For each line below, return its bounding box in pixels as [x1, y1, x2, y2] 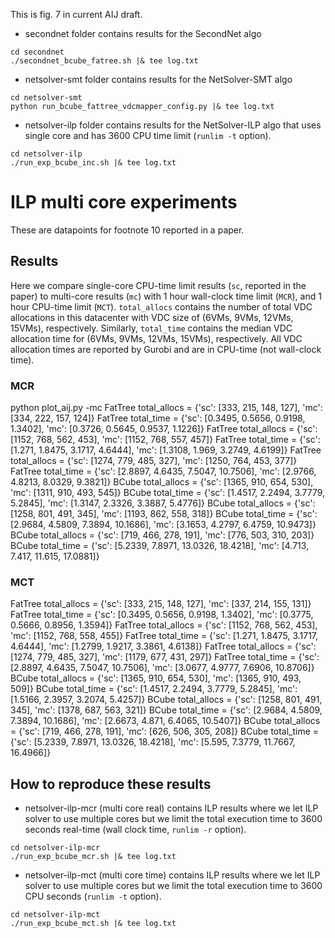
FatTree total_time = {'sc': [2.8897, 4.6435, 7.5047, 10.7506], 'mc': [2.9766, [10, 465, 317, 478]
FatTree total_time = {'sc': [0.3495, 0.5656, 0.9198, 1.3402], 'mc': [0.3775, [10, 609, 314, 621]
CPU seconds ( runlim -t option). [24, 890, 162, 903]
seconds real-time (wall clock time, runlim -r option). [24, 824, 247, 836]
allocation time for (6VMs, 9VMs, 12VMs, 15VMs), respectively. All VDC [10, 332, 303, 344]
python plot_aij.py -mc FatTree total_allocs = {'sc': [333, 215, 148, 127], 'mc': [10, 402, 323, 414]
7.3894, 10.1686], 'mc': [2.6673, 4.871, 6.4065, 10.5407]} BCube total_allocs [10, 715, 321, 727]
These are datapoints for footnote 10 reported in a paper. [10, 224, 245, 236]
